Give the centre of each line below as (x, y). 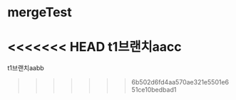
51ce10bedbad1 (154, 90)
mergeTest (40, 12)
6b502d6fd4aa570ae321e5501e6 (180, 82)
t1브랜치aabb (26, 68)
